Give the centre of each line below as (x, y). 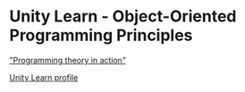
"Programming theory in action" (68, 60)
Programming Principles (101, 35)
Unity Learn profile (44, 77)
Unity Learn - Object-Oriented (123, 17)
